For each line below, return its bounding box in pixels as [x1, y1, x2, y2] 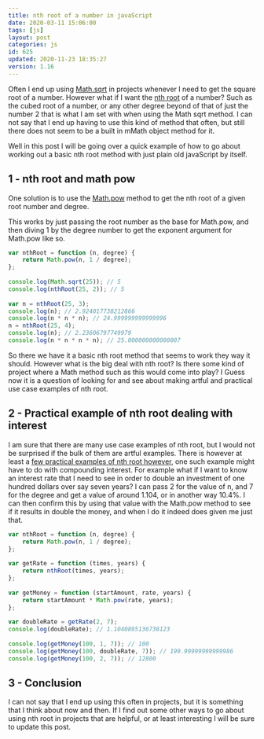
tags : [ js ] [8, 26, 44, 34]
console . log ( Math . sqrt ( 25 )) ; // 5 [8, 278, 122, 286]
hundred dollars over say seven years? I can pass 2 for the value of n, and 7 [8, 481, 254, 491]
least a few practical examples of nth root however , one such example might [8, 457, 255, 466]
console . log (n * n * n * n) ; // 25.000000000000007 [8, 336, 181, 344]
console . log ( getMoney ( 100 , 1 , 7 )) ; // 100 [8, 640, 149, 648]
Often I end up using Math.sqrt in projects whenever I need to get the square [8, 84, 256, 94]
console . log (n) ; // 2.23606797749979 [8, 329, 132, 337]
